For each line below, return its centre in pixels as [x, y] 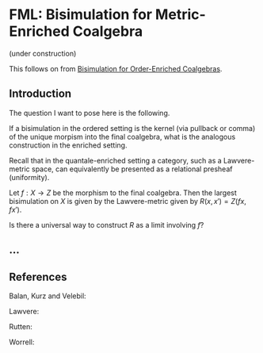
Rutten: [21, 326]
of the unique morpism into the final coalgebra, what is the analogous [122, 136]
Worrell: [22, 342]
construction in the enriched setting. [68, 145]
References [38, 276]
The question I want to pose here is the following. [90, 113]
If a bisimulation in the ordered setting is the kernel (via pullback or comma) [132, 128]
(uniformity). [29, 177]
